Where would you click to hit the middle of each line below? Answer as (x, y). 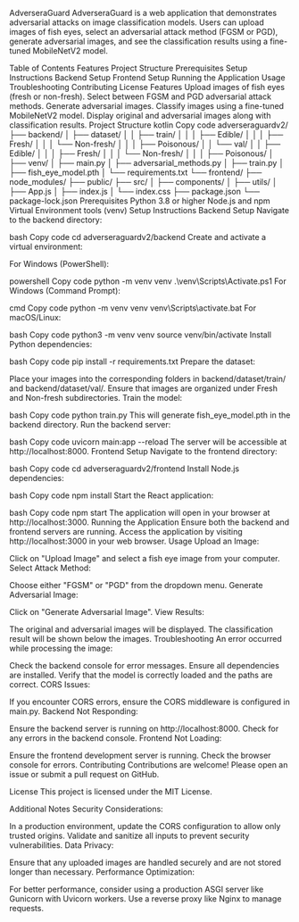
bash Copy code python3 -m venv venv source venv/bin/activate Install (141, 335)
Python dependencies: (51, 344)
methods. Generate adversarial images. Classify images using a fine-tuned (146, 106)
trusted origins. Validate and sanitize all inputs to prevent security (129, 835)
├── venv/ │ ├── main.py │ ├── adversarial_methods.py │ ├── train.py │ (147, 163)
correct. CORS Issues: (50, 685)
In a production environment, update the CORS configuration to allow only (145, 826)
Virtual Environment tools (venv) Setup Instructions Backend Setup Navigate (149, 210)
